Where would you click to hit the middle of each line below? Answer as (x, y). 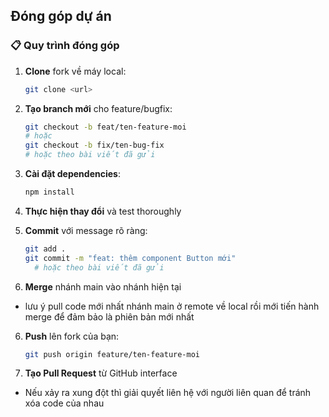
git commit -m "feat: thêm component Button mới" (130, 258)
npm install (49, 192)
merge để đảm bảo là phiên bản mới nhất (109, 316)
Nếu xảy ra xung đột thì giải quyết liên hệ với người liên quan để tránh (168, 393)
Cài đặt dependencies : (72, 174)
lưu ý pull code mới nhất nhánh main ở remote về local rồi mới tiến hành (172, 306)
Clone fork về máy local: (75, 71)
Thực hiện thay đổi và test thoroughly (103, 211)
